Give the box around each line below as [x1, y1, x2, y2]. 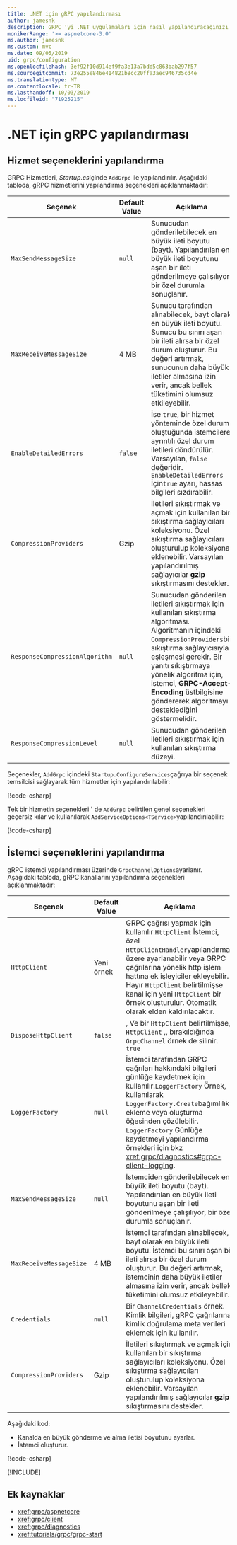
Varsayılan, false [150, 454, 208, 464]
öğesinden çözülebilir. [126, 1116, 199, 1126]
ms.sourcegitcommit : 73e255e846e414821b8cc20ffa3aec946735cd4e [7, 69, 197, 76]
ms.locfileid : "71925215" [7, 96, 83, 103]
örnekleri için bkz [126, 1142, 183, 1152]
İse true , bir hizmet [150, 410, 214, 419]
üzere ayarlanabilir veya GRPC [126, 953, 226, 963]
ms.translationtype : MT [7, 76, 78, 84]
